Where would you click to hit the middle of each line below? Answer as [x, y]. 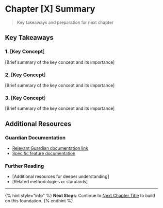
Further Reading [24, 166]
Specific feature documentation [44, 153]
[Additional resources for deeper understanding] [60, 176]
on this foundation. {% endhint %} [39, 201]
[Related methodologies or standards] [50, 182]
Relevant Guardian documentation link [50, 148]
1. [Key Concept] [25, 52]
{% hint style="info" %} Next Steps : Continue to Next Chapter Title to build [80, 196]
